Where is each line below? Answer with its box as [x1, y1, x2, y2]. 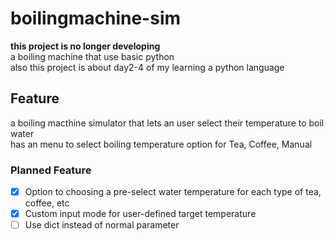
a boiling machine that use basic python [10, 50, 175, 62]
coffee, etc [24, 197, 70, 209]
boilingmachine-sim [10, 7, 182, 30]
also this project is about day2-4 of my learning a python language [10, 61, 285, 73]
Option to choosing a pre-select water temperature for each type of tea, [24, 186, 322, 198]
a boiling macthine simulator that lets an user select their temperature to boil [10, 117, 325, 129]
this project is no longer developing [10, 40, 161, 52]
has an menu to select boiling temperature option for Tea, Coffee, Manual [10, 138, 313, 150]
